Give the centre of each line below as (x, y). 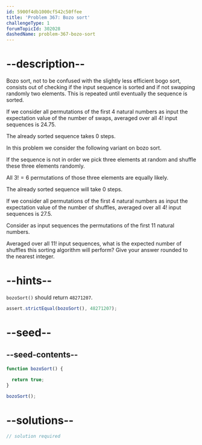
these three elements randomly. (46, 166)
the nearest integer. (30, 256)
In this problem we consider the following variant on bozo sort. (84, 148)
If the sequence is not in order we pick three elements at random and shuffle (101, 160)
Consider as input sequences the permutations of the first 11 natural (90, 226)
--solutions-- (40, 420)
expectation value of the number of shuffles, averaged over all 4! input (94, 207)
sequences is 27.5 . (29, 214)
